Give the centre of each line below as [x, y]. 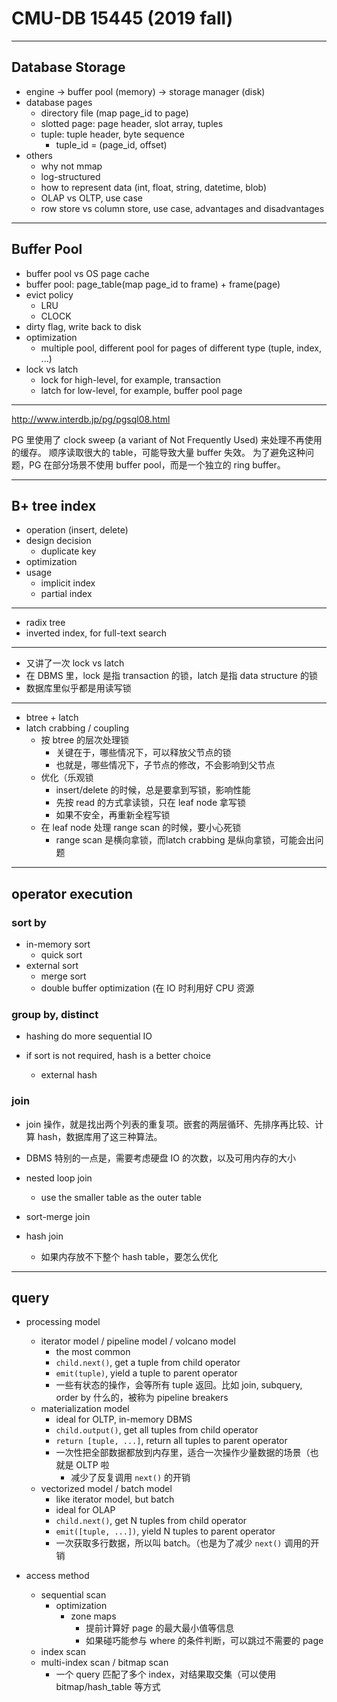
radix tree [45, 623]
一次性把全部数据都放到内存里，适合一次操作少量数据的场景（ [183, 1453]
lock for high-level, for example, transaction [130, 379]
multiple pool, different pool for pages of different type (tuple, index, [181, 348]
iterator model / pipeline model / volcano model [138, 1341]
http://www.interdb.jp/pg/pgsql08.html [91, 419]
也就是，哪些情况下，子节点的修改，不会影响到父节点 [165, 765]
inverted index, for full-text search [96, 633]
